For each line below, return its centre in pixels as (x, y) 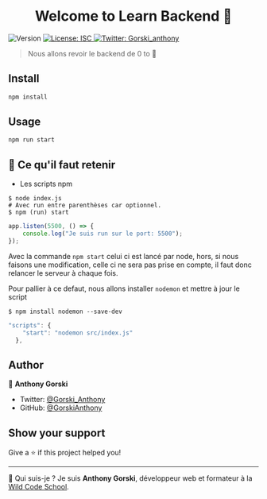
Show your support (57, 433)
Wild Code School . (39, 487)
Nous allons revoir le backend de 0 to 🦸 (92, 53)
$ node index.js (35, 199)
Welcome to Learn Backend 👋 (133, 16)
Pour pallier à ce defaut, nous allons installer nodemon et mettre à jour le (124, 288)
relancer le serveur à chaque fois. (63, 273)
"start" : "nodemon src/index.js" (78, 333)
